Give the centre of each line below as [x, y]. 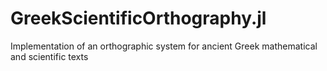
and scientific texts [49, 56]
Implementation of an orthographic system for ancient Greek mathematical [164, 46]
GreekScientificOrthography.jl [138, 18]
